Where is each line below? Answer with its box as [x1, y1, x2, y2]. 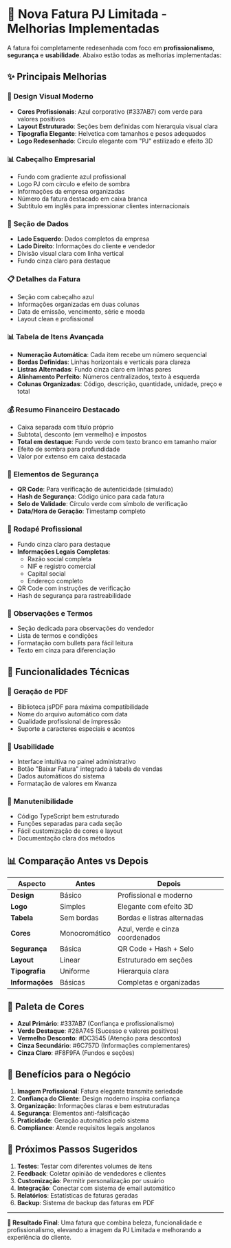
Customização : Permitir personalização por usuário [16, 1176, 165, 1185]
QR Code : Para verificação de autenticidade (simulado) [16, 485, 174, 494]
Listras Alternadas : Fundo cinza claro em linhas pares [16, 365, 172, 373]
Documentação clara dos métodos [16, 834, 115, 843]
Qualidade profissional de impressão [16, 717, 122, 725]
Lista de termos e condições [16, 632, 98, 640]
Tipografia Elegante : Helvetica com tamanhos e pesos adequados [16, 129, 206, 137]
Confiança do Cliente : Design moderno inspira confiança [16, 1094, 180, 1103]
